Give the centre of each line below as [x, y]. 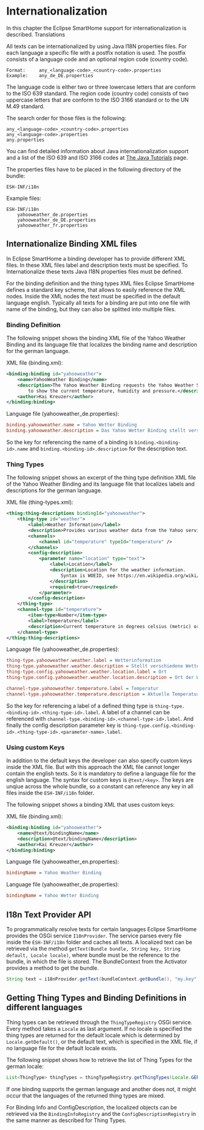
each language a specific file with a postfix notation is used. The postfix [96, 52]
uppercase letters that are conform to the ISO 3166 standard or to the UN [98, 100]
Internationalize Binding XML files [72, 244]
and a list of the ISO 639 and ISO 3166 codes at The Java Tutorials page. [97, 157]
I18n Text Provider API [49, 915]
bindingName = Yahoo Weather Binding [54, 873]
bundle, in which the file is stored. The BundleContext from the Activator [97, 961]
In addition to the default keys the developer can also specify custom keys [99, 760]
